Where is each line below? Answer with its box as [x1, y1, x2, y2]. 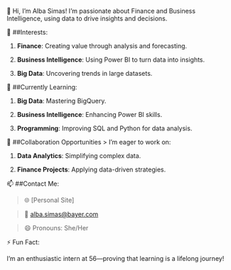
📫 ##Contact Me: [6, 179, 60, 188]
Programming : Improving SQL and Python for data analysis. [16, 124, 193, 133]
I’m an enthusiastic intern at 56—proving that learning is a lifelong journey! [6, 254, 225, 262]
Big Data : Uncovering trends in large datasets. [16, 69, 153, 77]
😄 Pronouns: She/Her [23, 224, 89, 232]
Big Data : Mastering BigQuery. [16, 96, 107, 105]
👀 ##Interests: [6, 28, 48, 36]
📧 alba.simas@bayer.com [23, 210, 99, 218]
